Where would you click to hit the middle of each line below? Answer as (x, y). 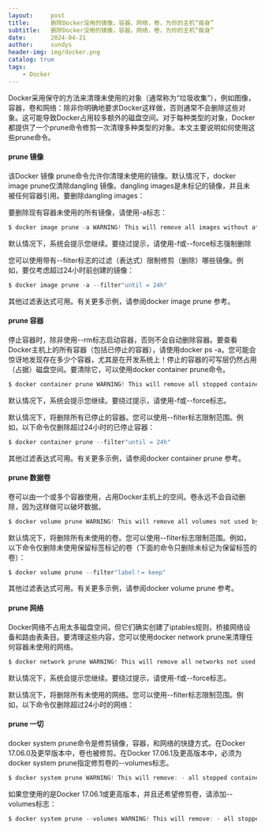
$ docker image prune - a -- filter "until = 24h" (88, 285)
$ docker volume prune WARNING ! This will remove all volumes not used (128, 521)
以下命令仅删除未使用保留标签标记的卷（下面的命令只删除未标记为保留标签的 (132, 547)
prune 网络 (26, 608)
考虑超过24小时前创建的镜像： (85, 270)
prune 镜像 (26, 157)
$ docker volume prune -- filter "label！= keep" (87, 572)
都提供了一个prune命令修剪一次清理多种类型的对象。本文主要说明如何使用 (128, 127)
